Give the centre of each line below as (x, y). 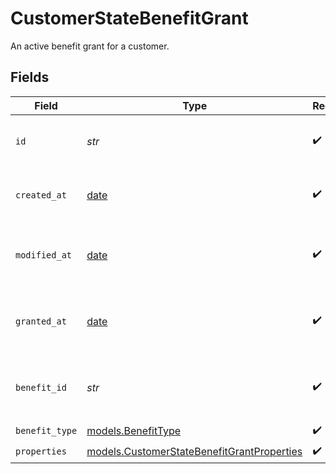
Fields (30, 77)
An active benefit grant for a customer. (90, 46)
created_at (41, 195)
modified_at (44, 255)
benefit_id (41, 387)
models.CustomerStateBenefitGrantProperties (194, 452)
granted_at (41, 321)
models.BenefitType (134, 431)
